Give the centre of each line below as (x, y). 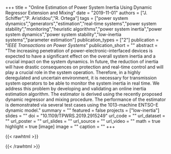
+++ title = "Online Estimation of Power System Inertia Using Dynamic (79, 7)
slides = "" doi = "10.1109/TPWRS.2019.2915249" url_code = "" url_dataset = (85, 116)
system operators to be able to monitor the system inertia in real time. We (82, 83)
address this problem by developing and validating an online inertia (76, 88)
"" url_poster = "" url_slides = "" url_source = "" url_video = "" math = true (83, 121)
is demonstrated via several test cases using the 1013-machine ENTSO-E (82, 105)
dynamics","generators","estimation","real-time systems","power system (81, 23)
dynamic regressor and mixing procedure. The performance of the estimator (86, 99)
